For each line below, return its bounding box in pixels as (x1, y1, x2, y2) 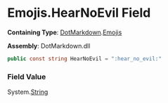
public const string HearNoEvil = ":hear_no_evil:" (7, 55, 162, 62)
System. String (7, 88, 49, 96)
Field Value (7, 71, 46, 81)
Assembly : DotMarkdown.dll (7, 41, 91, 50)
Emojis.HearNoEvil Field (7, 5, 151, 21)
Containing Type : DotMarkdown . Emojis (7, 28, 122, 36)
